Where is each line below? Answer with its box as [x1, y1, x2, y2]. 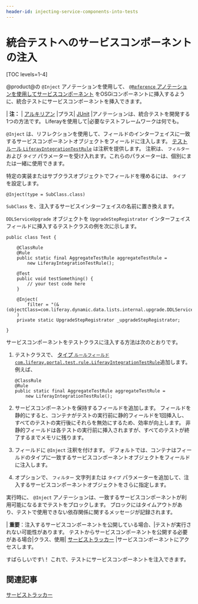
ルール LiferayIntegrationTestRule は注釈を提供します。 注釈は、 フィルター [6, 145, 190, 152]
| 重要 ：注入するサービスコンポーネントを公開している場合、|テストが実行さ [6, 521, 192, 528]
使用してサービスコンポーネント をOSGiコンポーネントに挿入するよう [16, 90, 186, 98]
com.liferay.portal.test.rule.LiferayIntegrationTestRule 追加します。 [14, 358, 191, 365]
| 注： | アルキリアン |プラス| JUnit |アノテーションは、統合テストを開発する [6, 110, 190, 117]
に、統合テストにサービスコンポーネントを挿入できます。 [6, 98, 146, 105]
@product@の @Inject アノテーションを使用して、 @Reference [6, 83, 156, 90]
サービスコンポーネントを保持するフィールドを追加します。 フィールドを [14, 404, 192, 411]
